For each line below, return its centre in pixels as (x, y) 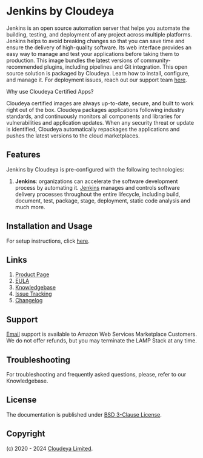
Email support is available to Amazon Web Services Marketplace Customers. (101, 334)
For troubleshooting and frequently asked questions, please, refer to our (96, 374)
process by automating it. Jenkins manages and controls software (97, 187)
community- (155, 60)
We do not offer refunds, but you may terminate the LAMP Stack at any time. (101, 341)
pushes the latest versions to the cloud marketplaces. (73, 136)
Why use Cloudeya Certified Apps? (50, 91)
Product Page (32, 274)
